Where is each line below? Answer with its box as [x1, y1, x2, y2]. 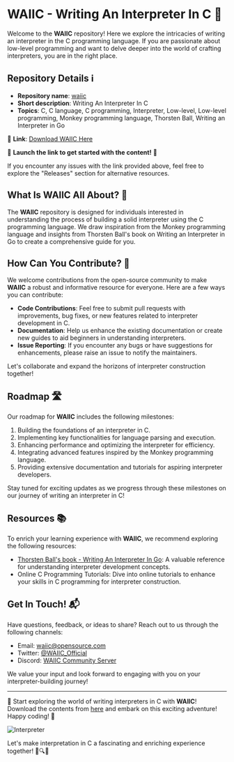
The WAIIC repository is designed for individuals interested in [7, 208, 184, 216]
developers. [17, 470, 52, 479]
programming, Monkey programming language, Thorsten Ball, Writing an [17, 114, 226, 122]
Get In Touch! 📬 [7, 598, 80, 610]
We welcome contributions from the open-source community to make [7, 276, 208, 284]
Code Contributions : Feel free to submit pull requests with [17, 304, 186, 313]
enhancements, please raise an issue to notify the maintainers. [17, 348, 197, 357]
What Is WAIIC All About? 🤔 [7, 189, 127, 201]
